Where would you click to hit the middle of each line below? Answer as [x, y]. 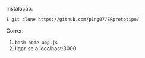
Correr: [15, 30]
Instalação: [20, 9]
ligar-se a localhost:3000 [45, 48]
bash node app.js [36, 43]
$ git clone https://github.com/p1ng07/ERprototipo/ [73, 20]
